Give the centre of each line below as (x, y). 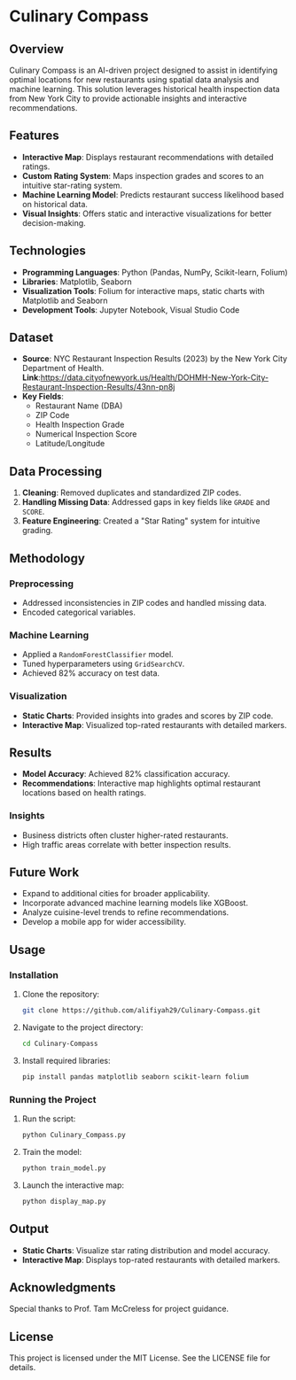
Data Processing (56, 471)
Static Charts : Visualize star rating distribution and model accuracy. (146, 1250)
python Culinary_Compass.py (74, 1136)
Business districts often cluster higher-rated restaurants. (125, 835)
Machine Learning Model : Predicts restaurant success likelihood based (153, 194)
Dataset (31, 338)
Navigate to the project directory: (82, 1027)
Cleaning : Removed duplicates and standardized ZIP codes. (132, 492)
